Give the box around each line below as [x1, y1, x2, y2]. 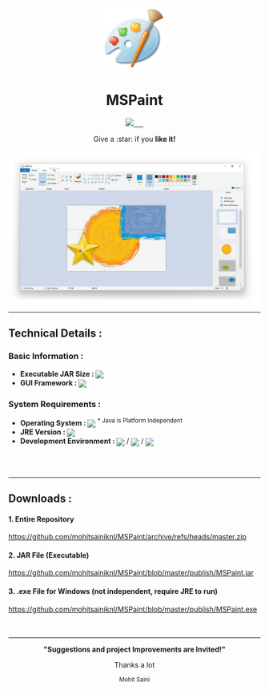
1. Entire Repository [8, 514, 74, 523]
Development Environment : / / [19, 436, 144, 446]
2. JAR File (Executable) [8, 550, 90, 559]
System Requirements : [8, 399, 102, 410]
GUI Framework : [19, 377, 78, 387]
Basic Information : [8, 351, 84, 362]
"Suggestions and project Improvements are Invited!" [43, 644, 226, 654]
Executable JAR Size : [19, 369, 94, 378]
